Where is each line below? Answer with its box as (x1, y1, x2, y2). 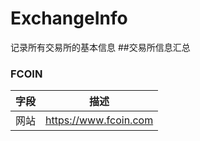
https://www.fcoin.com (45, 113, 154, 127)
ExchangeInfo (10, 7, 128, 30)
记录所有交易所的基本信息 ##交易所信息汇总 (10, 41, 191, 53)
